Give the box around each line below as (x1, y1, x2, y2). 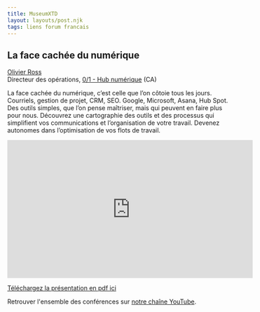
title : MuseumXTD (7, 10, 58, 18)
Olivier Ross (7, 68, 42, 76)
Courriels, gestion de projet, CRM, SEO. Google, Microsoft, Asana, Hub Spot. (7, 96, 228, 105)
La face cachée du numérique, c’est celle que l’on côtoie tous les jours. (7, 89, 212, 97)
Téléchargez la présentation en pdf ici (7, 284, 117, 292)
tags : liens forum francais (7, 23, 90, 30)
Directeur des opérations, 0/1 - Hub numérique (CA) (7, 75, 157, 84)
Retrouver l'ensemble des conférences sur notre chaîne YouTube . (7, 297, 197, 306)
